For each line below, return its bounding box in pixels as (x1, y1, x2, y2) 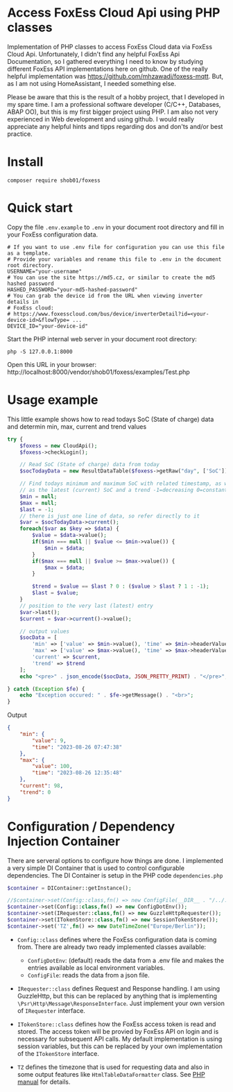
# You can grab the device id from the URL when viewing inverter (7, 292, 203, 299)
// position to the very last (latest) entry (19, 602, 154, 609)
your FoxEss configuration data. (7, 230, 98, 239)
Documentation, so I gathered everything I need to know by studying (7, 57, 203, 65)
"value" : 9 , (32, 737, 67, 744)
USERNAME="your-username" (7, 268, 82, 275)
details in (7, 298, 39, 305)
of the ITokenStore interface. (17, 1049, 99, 1057)
